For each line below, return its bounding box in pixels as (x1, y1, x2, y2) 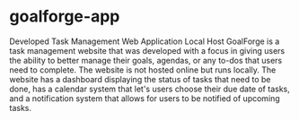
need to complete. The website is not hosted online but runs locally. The (9, 64, 277, 75)
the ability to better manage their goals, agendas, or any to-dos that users (9, 55, 283, 65)
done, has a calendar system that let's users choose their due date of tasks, (9, 83, 290, 94)
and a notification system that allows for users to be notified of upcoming (9, 92, 280, 104)
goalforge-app (9, 6, 120, 27)
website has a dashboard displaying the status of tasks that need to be (9, 73, 271, 84)
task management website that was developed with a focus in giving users (9, 45, 286, 56)
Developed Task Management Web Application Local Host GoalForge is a (9, 36, 280, 47)
